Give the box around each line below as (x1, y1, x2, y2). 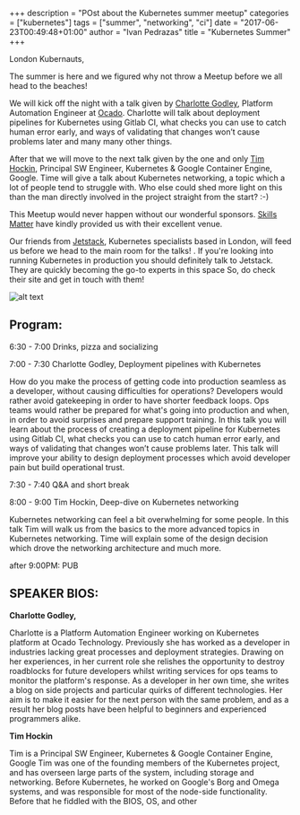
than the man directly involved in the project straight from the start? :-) (9, 192, 270, 202)
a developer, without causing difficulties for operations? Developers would (9, 385, 284, 396)
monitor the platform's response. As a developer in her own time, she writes (9, 675, 289, 686)
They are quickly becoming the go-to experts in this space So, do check (9, 265, 276, 275)
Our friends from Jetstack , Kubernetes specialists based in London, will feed (9, 236, 292, 246)
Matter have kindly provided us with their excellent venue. (9, 219, 223, 229)
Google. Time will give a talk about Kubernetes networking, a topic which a (9, 172, 286, 183)
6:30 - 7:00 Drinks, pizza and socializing (9, 341, 159, 352)
